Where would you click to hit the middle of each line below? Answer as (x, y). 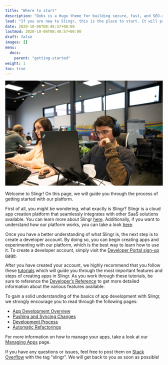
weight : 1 (15, 63)
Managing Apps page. (28, 342)
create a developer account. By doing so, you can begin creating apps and (82, 239)
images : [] (16, 42)
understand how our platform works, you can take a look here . (69, 224)
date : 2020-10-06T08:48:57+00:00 (40, 26)
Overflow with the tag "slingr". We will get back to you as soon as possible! (82, 357)
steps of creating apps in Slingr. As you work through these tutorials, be (79, 275)
